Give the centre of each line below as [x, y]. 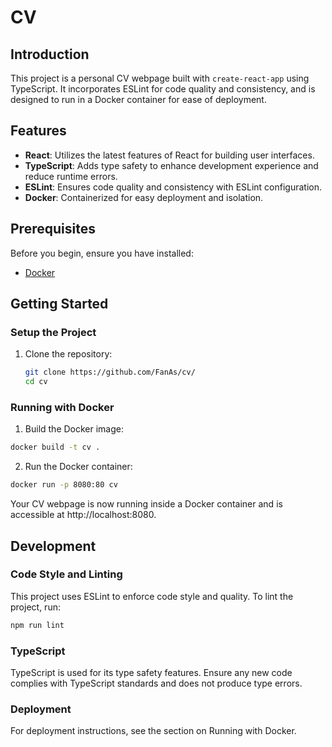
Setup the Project [53, 332]
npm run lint [37, 625]
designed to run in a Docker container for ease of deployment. [138, 99]
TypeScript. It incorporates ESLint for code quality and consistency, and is [163, 89]
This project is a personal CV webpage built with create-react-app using [160, 78]
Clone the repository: [68, 354]
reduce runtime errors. [71, 176]
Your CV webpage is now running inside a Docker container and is [146, 504]
